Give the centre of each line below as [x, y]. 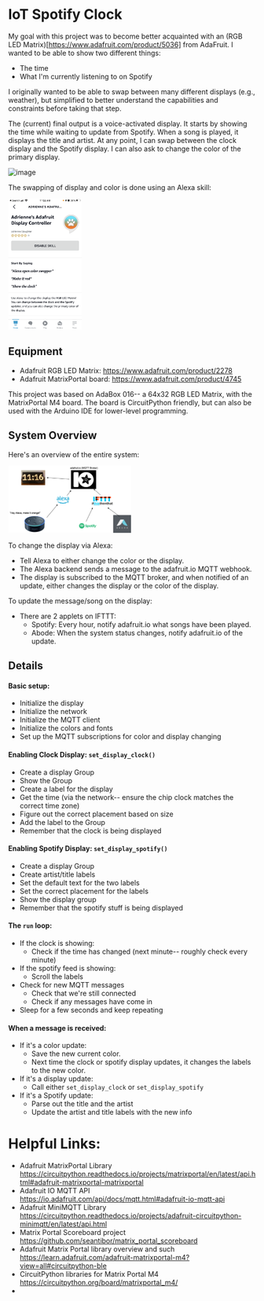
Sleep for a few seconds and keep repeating [91, 1010]
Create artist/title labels [57, 874]
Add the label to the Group [62, 822]
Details [26, 666]
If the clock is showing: [57, 944]
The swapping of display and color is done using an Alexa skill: [110, 187]
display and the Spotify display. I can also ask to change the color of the [125, 148]
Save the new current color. [76, 1054]
